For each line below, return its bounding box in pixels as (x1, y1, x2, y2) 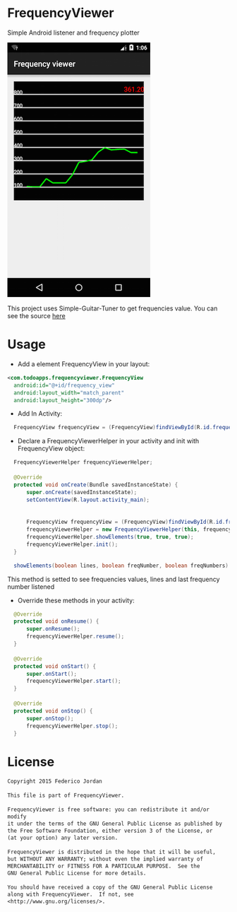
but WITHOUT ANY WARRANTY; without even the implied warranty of (7, 855, 203, 863)
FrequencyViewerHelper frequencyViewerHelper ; (13, 459, 153, 466)
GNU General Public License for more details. (7, 870, 147, 877)
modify (7, 813, 27, 821)
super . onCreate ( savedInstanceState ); (25, 489, 138, 496)
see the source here (7, 311, 66, 320)
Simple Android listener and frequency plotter (7, 28, 140, 37)
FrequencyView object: (17, 444, 85, 453)
